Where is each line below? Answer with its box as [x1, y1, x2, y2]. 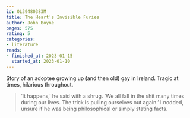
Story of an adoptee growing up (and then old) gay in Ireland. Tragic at [6, 75, 179, 82]
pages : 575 [6, 25, 33, 31]
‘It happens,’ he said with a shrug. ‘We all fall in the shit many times [20, 93, 185, 100]
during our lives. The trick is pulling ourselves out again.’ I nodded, [20, 98, 184, 106]
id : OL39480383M [6, 8, 46, 15]
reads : [6, 47, 23, 53]
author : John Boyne [6, 20, 55, 25]
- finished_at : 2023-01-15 [6, 53, 73, 59]
